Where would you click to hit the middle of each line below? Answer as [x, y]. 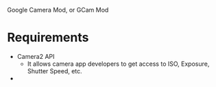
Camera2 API [36, 56]
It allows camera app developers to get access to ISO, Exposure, [118, 64]
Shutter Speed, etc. [55, 71]
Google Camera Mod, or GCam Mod [58, 10]
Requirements [48, 38]
